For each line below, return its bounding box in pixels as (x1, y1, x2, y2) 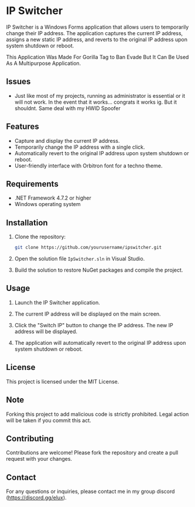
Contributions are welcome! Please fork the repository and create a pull (6, 449, 179, 456)
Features (6, 122, 39, 132)
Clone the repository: (14, 233, 66, 241)
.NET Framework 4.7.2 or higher (14, 194, 92, 201)
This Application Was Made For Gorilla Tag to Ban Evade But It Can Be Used (6, 53, 189, 60)
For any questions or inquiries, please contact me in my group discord (6, 488, 175, 495)
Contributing (6, 433, 54, 443)
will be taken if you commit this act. (6, 417, 92, 424)
